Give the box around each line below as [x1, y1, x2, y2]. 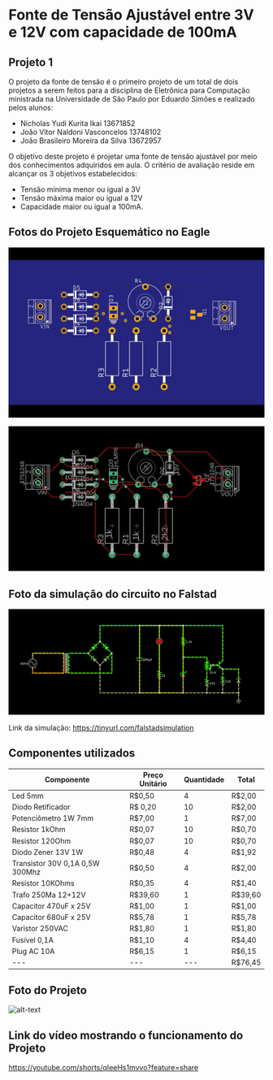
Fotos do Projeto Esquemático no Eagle [8, 225, 210, 239]
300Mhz [11, 867, 41, 877]
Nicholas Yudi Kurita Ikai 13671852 [19, 119, 136, 128]
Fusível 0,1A [11, 935, 54, 944]
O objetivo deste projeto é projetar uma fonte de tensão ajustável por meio [8, 152, 258, 161]
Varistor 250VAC [11, 924, 69, 934]
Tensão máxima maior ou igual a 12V [19, 193, 143, 202]
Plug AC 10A [11, 946, 55, 956]
